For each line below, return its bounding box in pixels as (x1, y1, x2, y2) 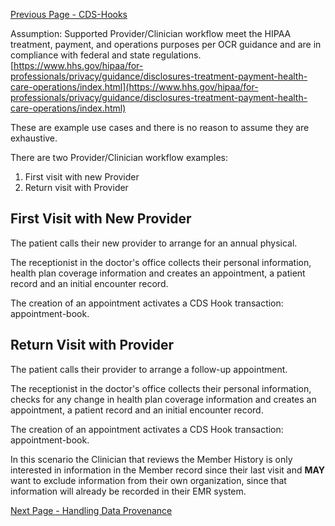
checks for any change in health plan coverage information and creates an (10, 393, 317, 405)
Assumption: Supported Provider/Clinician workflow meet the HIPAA (10, 28, 292, 39)
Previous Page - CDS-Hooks (10, 9, 128, 20)
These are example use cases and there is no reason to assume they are (10, 122, 310, 133)
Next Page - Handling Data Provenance (10, 504, 173, 516)
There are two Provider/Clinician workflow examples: (10, 152, 229, 163)
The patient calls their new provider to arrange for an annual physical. (10, 237, 298, 249)
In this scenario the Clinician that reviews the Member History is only (10, 453, 293, 465)
